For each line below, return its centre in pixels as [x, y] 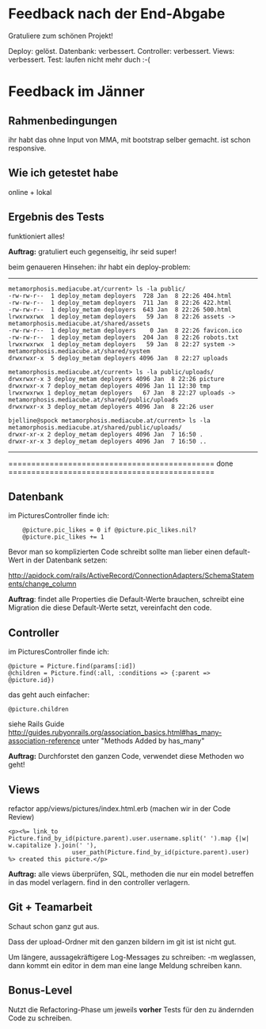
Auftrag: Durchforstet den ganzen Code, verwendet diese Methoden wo [126, 757]
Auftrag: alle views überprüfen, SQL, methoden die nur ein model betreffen [131, 874]
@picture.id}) [32, 680]
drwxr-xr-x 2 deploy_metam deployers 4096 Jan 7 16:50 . [106, 434]
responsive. [27, 148]
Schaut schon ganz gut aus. [54, 926]
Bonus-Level [40, 991]
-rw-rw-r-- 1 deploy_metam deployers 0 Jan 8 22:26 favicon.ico [125, 330]
